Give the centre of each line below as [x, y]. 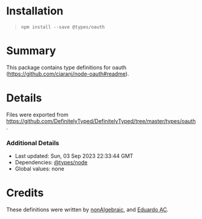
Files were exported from [37, 115]
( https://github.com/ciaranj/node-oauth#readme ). [68, 74]
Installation [35, 11]
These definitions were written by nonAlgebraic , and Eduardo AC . [87, 210]
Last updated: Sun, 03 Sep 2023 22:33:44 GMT [74, 156]
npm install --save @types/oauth [63, 27]
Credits [25, 193]
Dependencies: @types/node [51, 163]
